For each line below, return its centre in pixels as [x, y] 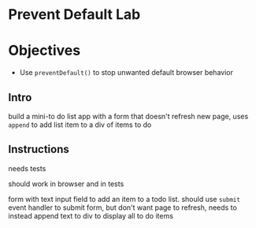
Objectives [45, 51]
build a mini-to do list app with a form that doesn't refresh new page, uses [128, 116]
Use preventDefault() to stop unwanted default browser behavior [126, 73]
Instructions [39, 150]
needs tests [27, 168]
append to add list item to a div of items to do [80, 125]
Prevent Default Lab [74, 15]
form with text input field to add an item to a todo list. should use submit [124, 199]
